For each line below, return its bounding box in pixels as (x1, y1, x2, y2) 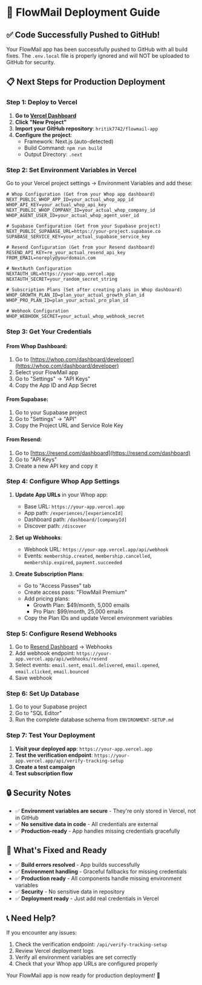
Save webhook (15, 674, 53, 682)
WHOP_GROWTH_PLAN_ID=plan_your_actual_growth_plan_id (6, 292, 145, 298)
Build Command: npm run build (24, 144, 103, 151)
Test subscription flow (15, 770, 73, 777)
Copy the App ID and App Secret (15, 382, 97, 389)
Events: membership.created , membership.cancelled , (24, 552, 152, 559)
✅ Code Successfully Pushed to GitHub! (6, 30, 160, 40)
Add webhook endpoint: (15, 650, 76, 657)
